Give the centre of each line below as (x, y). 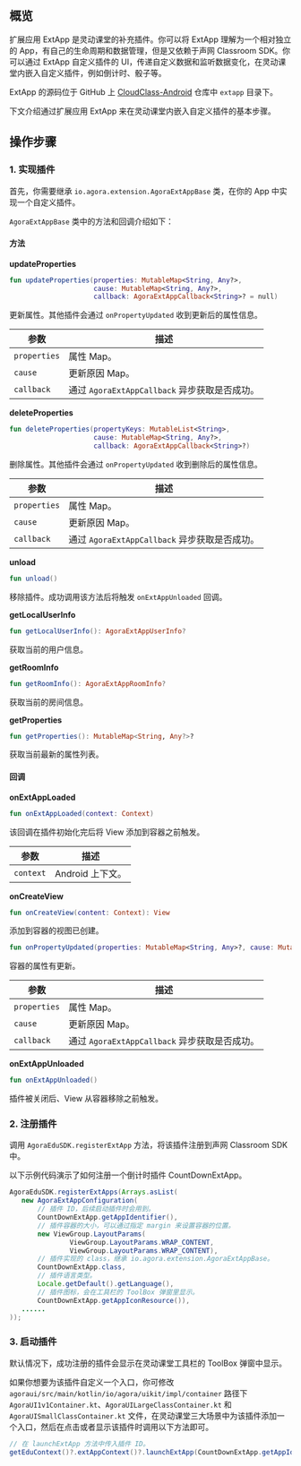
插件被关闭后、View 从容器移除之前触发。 (86, 1099)
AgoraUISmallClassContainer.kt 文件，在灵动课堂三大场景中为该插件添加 (143, 1415)
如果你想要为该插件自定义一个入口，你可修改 (92, 1382)
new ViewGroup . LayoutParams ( (91, 1234)
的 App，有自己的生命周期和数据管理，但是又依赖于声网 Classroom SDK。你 (150, 50)
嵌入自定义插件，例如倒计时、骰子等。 (95, 73)
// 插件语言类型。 (67, 1276)
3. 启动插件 (33, 1342)
